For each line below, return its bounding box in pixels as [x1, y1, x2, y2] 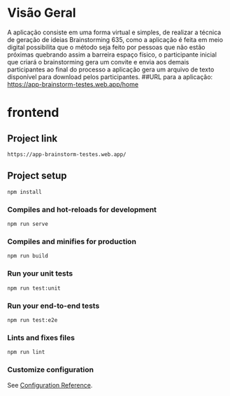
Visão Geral [7, 5, 76, 21]
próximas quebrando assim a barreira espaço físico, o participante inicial [7, 50, 217, 59]
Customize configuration [7, 365, 94, 375]
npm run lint [7, 348, 45, 356]
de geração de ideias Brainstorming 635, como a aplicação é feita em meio [7, 35, 224, 43]
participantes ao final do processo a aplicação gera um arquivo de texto [7, 65, 215, 73]
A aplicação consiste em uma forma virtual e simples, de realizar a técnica [7, 28, 222, 36]
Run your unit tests [7, 269, 73, 278]
